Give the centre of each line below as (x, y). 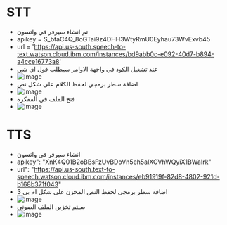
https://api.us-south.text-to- (74, 169)
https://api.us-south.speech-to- (80, 46)
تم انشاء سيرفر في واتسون (52, 32)
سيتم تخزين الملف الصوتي (51, 206)
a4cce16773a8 (38, 61)
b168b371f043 (38, 184)
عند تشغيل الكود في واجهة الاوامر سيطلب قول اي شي (87, 69)
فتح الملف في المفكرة (46, 98)
